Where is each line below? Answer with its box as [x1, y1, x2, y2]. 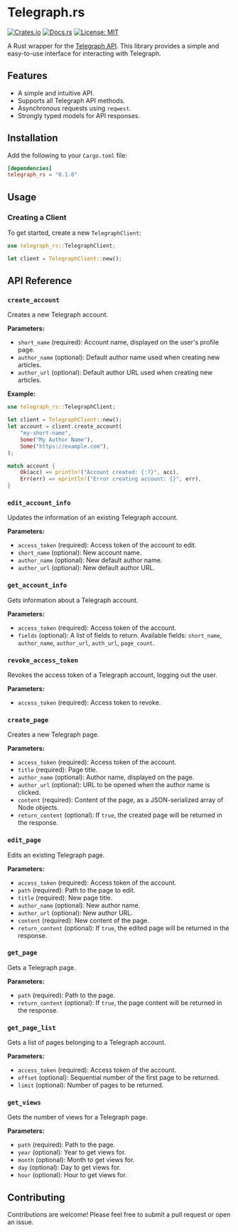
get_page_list [7, 1023, 56, 1032]
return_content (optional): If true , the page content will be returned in [17, 998, 222, 1007]
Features [7, 70, 48, 82]
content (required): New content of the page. [17, 916, 149, 925]
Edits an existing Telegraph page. [7, 851, 105, 859]
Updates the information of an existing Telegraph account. [7, 513, 178, 522]
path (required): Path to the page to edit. [17, 885, 136, 894]
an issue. [7, 1218, 34, 1226]
